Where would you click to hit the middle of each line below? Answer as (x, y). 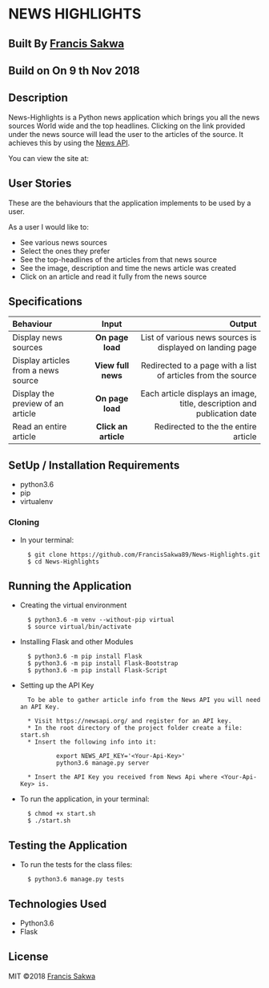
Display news (37, 337)
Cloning (24, 522)
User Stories (40, 184)
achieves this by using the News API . (69, 143)
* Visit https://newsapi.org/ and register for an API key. (130, 721)
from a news (36, 371)
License (28, 957)
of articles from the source (207, 376)
